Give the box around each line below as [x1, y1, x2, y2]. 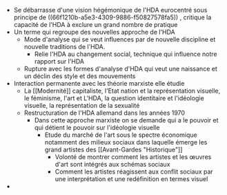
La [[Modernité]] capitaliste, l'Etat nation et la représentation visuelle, [23, 86, 221, 95]
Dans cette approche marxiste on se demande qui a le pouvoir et [34, 116, 219, 124]
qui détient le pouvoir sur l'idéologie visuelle [34, 124, 160, 131]
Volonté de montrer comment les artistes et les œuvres [55, 153, 212, 161]
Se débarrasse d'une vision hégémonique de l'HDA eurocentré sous [13, 6, 208, 14]
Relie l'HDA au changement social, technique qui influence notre [34, 50, 217, 58]
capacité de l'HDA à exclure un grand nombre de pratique [13, 21, 178, 28]
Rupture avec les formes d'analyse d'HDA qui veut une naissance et [23, 65, 217, 73]
